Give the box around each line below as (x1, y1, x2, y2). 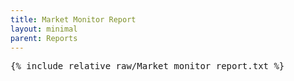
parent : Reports (10, 33, 78, 43)
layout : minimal (10, 24, 78, 34)
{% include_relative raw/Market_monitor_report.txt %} (10, 61, 285, 72)
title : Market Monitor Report (10, 14, 137, 25)
